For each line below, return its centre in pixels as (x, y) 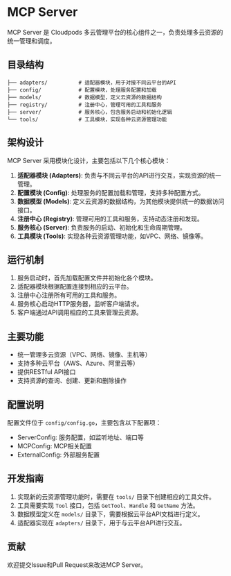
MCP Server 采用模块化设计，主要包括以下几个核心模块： (89, 160)
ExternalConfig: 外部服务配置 (58, 455)
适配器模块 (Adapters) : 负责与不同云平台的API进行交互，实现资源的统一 (119, 175)
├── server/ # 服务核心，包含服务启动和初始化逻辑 (90, 112)
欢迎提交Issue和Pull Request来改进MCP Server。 (77, 565)
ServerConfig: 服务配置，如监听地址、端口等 (80, 437)
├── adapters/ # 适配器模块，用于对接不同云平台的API (92, 83)
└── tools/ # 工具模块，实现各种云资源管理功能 (87, 119)
